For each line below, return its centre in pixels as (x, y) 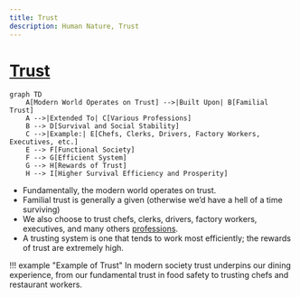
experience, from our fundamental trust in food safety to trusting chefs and (149, 275)
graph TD (26, 95)
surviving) (41, 209)
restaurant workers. (46, 284)
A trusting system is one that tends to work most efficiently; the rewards (157, 238)
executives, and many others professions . (100, 229)
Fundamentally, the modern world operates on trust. (119, 190)
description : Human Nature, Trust (75, 26)
